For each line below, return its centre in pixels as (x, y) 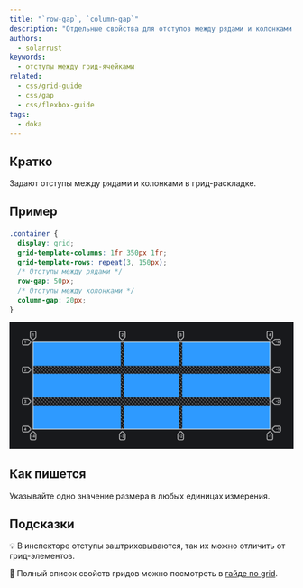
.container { (34, 233)
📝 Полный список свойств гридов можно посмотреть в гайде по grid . (143, 574)
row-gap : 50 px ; (46, 281)
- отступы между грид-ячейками (76, 67)
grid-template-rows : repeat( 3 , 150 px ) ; (92, 262)
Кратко (31, 161)
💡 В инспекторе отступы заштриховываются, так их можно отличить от (147, 546)
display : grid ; (46, 243)
